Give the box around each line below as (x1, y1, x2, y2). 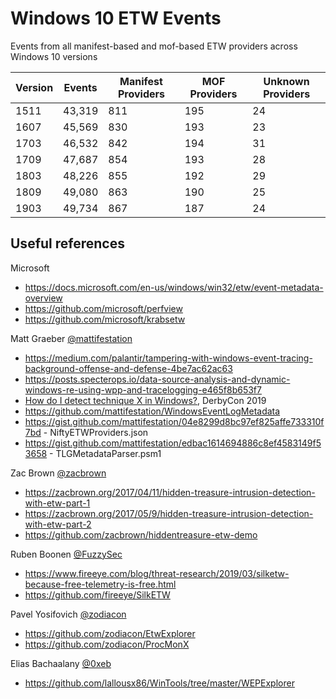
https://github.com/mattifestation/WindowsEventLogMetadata (24, 405, 281, 417)
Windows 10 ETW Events (10, 7, 222, 30)
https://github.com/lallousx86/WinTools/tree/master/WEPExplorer (24, 677, 295, 689)
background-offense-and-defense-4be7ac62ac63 (24, 362, 233, 374)
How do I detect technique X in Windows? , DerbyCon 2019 (24, 394, 267, 406)
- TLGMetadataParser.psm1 (49, 447, 162, 459)
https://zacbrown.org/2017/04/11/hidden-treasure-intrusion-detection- (24, 486, 316, 498)
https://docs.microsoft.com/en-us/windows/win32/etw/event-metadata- (24, 281, 324, 293)
